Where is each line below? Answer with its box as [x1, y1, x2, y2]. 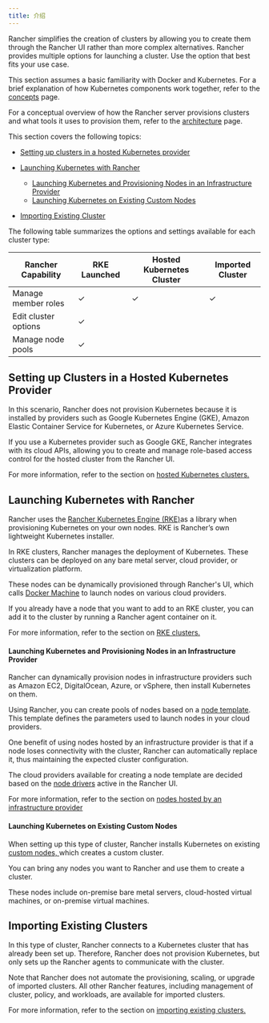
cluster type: [8, 234, 50, 245]
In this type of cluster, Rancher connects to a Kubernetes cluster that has [8, 940, 250, 950]
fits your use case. [8, 59, 70, 69]
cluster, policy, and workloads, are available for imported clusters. [8, 990, 226, 1000]
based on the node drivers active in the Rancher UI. [8, 779, 179, 789]
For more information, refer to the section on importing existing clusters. [8, 1005, 247, 1015]
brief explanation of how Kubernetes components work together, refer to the [8, 83, 260, 93]
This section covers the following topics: [8, 132, 142, 141]
